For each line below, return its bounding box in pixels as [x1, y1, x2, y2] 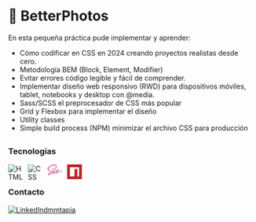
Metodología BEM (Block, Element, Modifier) [19, 64, 163, 74]
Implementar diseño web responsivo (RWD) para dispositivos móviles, [19, 82, 247, 91]
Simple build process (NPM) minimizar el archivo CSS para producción [19, 123, 249, 133]
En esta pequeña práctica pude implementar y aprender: [8, 33, 191, 42]
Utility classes [19, 115, 65, 124]
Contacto [8, 187, 45, 198]
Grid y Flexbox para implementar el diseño [19, 106, 157, 116]
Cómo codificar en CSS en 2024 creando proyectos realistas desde [19, 48, 239, 57]
